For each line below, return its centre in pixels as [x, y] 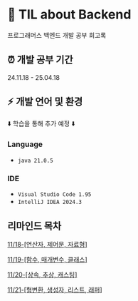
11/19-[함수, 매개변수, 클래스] [47, 259]
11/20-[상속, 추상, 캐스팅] [42, 275]
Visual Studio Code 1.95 [54, 195]
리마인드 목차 [34, 226]
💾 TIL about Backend [69, 15]
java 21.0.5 [35, 160]
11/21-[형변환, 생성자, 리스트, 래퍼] [55, 290]
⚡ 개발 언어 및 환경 [45, 102]
